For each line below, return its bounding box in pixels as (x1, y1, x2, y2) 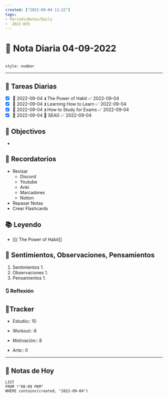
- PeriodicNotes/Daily (5, 17, 52, 22)
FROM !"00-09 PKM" (5, 384, 43, 389)
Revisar (12, 168, 28, 174)
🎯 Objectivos (5, 127, 46, 136)
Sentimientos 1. (12, 264, 44, 270)
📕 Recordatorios (5, 155, 56, 163)
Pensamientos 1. (12, 275, 46, 281)
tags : (5, 12, 16, 17)
